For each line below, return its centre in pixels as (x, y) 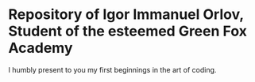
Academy (41, 48)
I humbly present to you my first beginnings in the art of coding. (112, 69)
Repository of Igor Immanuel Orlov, (126, 15)
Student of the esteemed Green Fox (128, 31)
